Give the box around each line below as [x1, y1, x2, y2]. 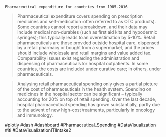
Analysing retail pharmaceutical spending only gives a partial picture [17, 81, 158, 87]
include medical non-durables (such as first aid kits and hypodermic [17, 29, 158, 35]
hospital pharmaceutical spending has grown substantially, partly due [17, 102, 160, 107]
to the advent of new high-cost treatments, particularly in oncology [17, 107, 155, 113]
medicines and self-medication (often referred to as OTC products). [17, 19, 156, 24]
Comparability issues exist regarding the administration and [17, 55, 140, 61]
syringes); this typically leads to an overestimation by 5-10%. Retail [17, 35, 155, 40]
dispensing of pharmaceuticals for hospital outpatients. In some [17, 61, 148, 66]
